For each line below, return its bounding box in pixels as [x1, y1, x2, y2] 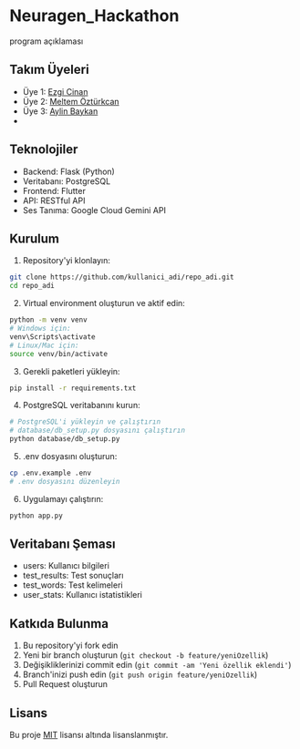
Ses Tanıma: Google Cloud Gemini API [22, 204, 167, 215]
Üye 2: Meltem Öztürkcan [22, 96, 120, 107]
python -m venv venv [9, 315, 88, 324]
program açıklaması [9, 36, 84, 46]
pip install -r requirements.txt [9, 384, 137, 393]
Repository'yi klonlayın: [22, 255, 111, 266]
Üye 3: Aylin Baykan [22, 106, 98, 117]
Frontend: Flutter [22, 185, 87, 196]
